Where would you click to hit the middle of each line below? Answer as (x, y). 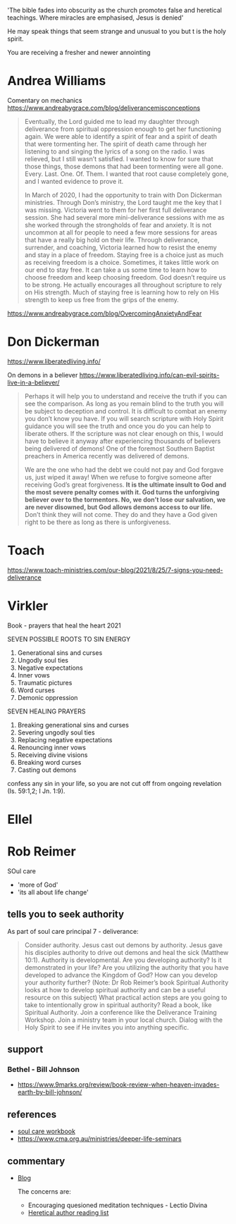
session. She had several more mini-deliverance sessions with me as (124, 217)
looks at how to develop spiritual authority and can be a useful (115, 989)
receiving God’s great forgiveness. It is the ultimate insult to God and (125, 485)
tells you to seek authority (66, 914)
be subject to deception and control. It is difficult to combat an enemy (126, 411)
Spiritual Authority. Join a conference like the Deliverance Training (120, 1012)
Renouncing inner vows (52, 747)
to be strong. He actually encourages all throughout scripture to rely (123, 285)
